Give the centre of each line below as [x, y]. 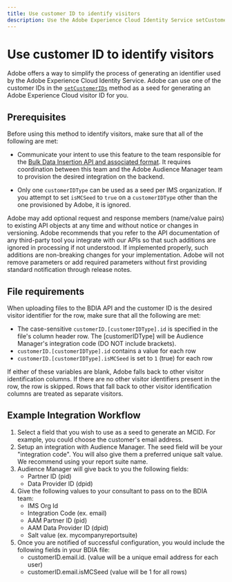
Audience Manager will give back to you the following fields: [103, 469]
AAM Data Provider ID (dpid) [68, 527]
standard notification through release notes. [70, 270]
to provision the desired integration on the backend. [91, 176]
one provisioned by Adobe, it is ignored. [74, 205]
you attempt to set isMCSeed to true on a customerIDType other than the [117, 197]
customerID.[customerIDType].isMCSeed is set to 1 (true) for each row [115, 358]
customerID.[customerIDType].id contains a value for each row [107, 351]
